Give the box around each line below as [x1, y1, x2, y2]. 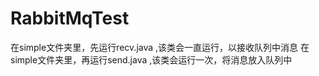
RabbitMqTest [10, 7, 130, 30]
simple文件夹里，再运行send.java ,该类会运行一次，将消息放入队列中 [10, 53, 293, 66]
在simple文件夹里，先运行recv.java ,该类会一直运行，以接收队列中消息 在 [10, 41, 310, 53]
